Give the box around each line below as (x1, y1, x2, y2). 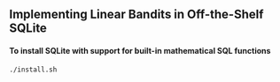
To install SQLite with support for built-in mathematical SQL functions (9, 45, 271, 56)
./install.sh (9, 65, 58, 74)
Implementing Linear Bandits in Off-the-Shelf (9, 7, 264, 22)
